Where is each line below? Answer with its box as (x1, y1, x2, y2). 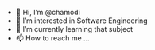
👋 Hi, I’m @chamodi (15, 8, 81, 17)
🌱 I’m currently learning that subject (15, 25, 134, 33)
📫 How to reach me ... (15, 33, 90, 43)
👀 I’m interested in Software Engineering (15, 16, 149, 25)
